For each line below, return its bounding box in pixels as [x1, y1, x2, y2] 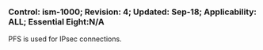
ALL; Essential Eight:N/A [8, 16, 105, 27]
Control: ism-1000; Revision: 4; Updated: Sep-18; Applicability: [8, 6, 257, 17]
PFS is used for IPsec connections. [8, 34, 122, 44]
